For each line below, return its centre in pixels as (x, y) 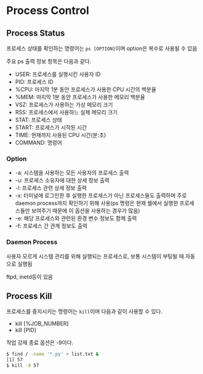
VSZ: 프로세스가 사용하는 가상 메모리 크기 (64, 105)
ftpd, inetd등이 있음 (30, 277)
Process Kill (29, 296)
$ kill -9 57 (23, 365)
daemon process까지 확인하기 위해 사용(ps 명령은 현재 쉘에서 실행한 (97, 203)
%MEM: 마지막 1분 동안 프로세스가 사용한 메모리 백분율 (80, 97)
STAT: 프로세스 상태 (38, 120)
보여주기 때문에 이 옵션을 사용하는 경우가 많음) (86, 211)
